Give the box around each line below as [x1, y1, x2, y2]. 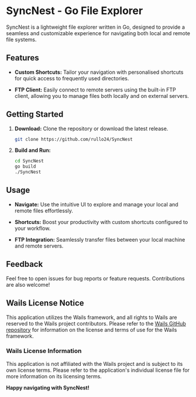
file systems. [6, 36, 37, 43]
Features [6, 53, 39, 63]
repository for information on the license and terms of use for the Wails [6, 326, 177, 333]
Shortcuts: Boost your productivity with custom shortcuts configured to [14, 218, 188, 225]
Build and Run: [14, 147, 51, 154]
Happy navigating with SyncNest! [6, 384, 90, 391]
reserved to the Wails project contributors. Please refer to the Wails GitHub [6, 320, 186, 327]
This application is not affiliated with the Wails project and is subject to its [6, 360, 183, 367]
